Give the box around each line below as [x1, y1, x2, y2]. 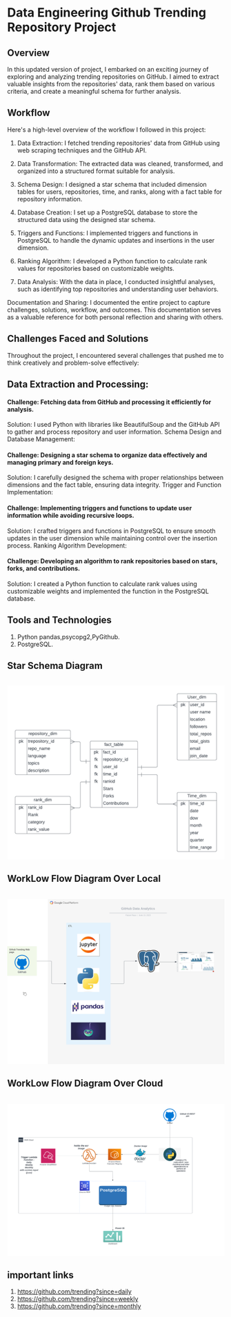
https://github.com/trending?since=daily [17, 1287, 132, 1296]
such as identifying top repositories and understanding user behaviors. [17, 285, 219, 293]
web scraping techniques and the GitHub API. [17, 146, 147, 154]
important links [7, 1269, 74, 1280]
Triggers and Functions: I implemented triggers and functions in [17, 229, 199, 237]
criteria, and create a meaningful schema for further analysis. [7, 88, 181, 95]
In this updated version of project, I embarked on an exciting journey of [7, 66, 209, 73]
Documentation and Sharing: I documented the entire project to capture [7, 298, 210, 306]
